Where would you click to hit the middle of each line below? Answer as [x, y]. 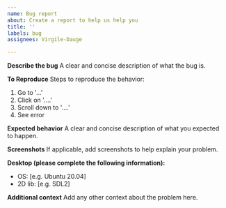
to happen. [23, 136]
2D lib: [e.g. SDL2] [44, 184]
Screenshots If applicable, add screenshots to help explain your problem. [113, 149]
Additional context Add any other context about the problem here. [103, 198]
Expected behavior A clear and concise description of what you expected [113, 128]
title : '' [22, 27]
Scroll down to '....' [44, 107]
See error [31, 115]
